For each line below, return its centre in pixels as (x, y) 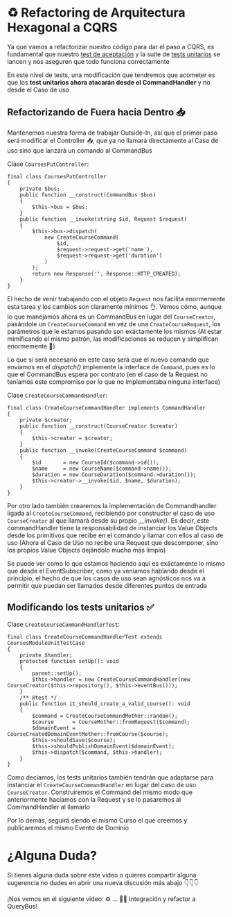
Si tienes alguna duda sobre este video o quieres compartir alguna (102, 875)
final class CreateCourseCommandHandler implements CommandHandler (107, 407)
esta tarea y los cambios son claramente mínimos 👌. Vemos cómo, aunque (114, 306)
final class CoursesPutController (57, 176)
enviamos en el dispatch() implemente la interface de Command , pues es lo (111, 367)
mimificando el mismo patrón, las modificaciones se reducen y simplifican (113, 339)
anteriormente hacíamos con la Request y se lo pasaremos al (94, 799)
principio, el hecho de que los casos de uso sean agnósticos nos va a (106, 578)
